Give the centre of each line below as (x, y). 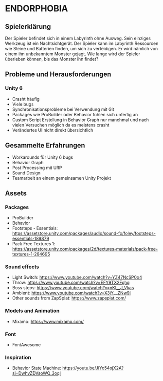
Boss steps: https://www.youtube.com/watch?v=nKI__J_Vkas (73, 288)
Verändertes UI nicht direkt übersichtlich (53, 130)
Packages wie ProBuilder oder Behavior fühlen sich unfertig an (75, 114)
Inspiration (18, 357)
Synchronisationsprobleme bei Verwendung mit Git (63, 109)
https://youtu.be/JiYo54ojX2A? (93, 368)
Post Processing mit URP (37, 168)
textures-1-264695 (31, 254)
